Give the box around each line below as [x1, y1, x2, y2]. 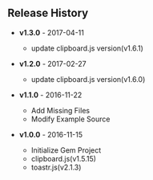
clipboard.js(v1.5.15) [30, 153, 97, 163]
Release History [7, 6, 89, 20]
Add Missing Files [30, 105, 90, 115]
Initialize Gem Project [30, 145, 102, 155]
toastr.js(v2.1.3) [30, 162, 82, 172]
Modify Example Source [30, 114, 111, 124]
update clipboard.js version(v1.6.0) [30, 74, 146, 84]
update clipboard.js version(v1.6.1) [30, 43, 143, 53]
